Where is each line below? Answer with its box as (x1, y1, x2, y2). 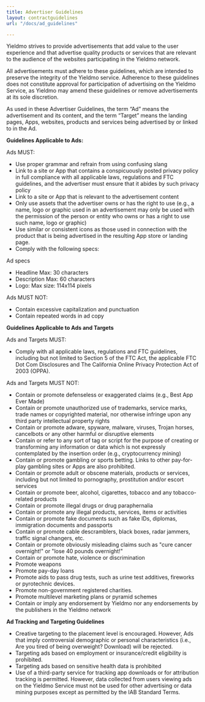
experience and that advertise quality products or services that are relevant (6, 49, 197, 56)
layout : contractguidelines (6, 15, 78, 21)
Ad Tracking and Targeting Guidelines (6, 618, 105, 625)
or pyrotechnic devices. (15, 580, 75, 587)
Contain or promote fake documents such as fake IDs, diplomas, (15, 515, 177, 522)
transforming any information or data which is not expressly (15, 443, 166, 451)
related (15, 495, 34, 503)
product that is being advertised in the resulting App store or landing (15, 232, 188, 240)
